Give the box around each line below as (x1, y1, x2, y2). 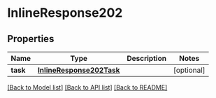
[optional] (173, 65, 206, 75)
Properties (7, 33, 55, 45)
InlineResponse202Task (37, 65, 120, 75)
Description (127, 54, 166, 63)
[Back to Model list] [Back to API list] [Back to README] (7, 83, 168, 92)
